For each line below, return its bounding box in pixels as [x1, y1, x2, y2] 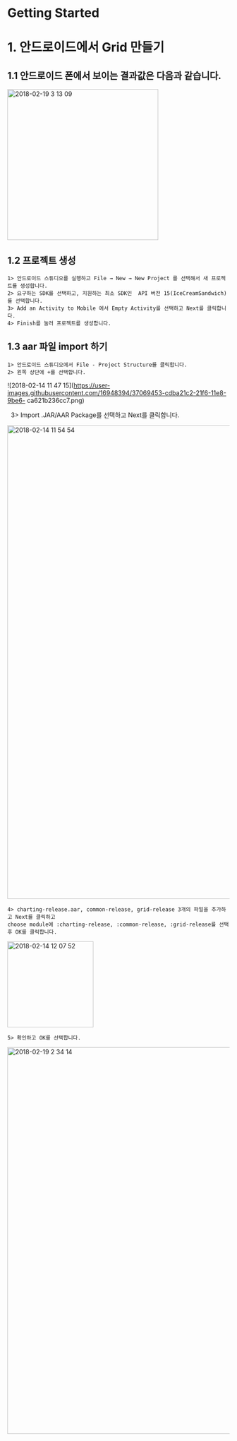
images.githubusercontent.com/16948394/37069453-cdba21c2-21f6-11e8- [7, 388, 227, 397]
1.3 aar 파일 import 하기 [7, 341, 108, 353]
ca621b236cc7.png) [27, 396, 85, 404]
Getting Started [7, 5, 100, 21]
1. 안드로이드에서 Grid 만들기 [7, 40, 164, 56]
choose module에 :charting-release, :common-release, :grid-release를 [7, 921, 217, 928]
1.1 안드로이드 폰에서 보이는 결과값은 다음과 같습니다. [7, 69, 222, 82]
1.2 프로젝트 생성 [7, 254, 76, 266]
